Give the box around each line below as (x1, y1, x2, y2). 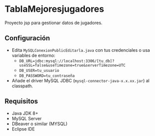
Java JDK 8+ (11, 110, 39, 116)
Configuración (4, 34, 50, 42)
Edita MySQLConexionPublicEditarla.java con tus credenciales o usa (11, 47, 150, 53)
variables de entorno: (11, 52, 55, 58)
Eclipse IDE (11, 126, 35, 132)
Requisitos (4, 97, 38, 105)
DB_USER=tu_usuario (19, 68, 60, 73)
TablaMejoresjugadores (4, 3, 104, 15)
